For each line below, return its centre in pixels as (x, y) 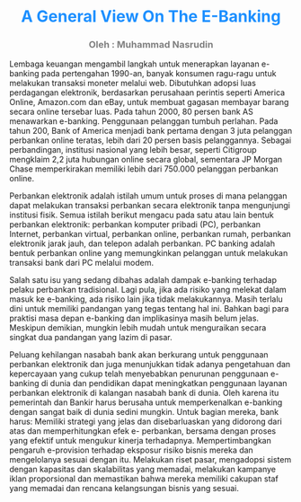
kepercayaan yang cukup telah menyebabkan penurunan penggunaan (139, 374)
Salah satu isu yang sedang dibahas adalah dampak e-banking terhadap (143, 280)
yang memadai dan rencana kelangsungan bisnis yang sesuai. (124, 489)
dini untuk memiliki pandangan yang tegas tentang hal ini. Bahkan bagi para (149, 309)
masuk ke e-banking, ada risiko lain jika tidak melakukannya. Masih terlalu (146, 299)
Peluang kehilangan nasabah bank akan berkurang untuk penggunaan (139, 355)
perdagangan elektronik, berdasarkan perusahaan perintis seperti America (147, 92)
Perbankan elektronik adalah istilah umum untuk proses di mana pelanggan (148, 196)
